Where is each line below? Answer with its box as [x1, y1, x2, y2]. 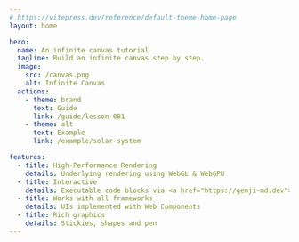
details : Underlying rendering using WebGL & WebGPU [25, 169, 225, 178]
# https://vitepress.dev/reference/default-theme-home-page [9, 12, 238, 22]
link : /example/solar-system [32, 137, 141, 146]
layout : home [9, 21, 58, 30]
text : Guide [32, 103, 77, 112]
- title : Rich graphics [17, 211, 105, 220]
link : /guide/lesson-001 [32, 112, 125, 121]
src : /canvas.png [25, 70, 90, 80]
